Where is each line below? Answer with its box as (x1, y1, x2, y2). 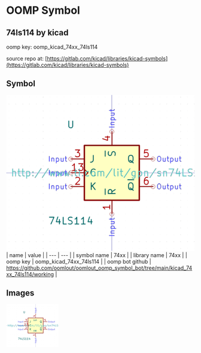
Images (6, 288, 35, 298)
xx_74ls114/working (6, 270, 54, 277)
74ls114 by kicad (6, 28, 69, 38)
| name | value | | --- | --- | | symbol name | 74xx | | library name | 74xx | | (6, 251, 187, 258)
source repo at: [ (6, 55, 47, 62)
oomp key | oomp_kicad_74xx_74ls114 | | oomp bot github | (6, 258, 151, 265)
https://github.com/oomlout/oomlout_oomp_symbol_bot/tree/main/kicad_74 (6, 264, 193, 271)
